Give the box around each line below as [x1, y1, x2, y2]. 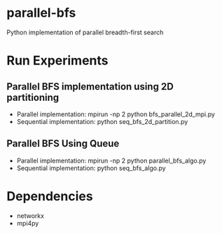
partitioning [6, 91, 60, 103]
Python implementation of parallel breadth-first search [6, 28, 164, 36]
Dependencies [6, 188, 93, 204]
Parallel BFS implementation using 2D [6, 81, 174, 92]
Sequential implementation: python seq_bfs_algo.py [16, 163, 166, 172]
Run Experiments [6, 53, 109, 69]
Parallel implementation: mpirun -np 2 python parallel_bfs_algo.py [16, 156, 207, 165]
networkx [16, 212, 45, 220]
